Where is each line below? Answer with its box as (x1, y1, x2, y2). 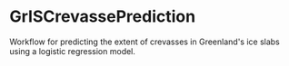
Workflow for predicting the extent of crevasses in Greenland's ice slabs (9, 36, 280, 47)
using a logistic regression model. (9, 45, 136, 56)
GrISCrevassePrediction (9, 6, 196, 27)
